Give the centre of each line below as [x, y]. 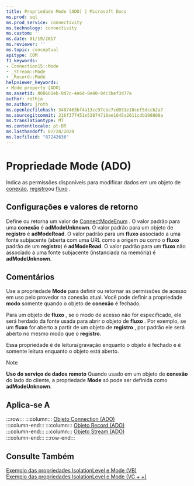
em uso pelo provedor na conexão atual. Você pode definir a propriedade [94, 298]
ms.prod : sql [22, 17]
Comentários [30, 277]
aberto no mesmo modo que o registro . [54, 334]
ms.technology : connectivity [41, 28]
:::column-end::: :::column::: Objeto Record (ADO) [65, 426]
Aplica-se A [28, 405]
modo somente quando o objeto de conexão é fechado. [74, 303]
